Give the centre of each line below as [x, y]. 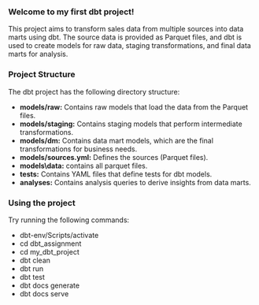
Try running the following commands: [69, 220]
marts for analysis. [38, 54]
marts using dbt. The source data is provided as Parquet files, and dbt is [125, 37]
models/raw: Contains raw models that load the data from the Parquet [134, 107]
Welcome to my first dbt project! [71, 12]
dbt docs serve [44, 293]
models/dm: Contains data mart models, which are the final [117, 140]
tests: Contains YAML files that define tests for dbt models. [116, 174]
